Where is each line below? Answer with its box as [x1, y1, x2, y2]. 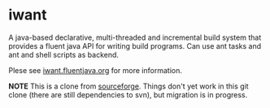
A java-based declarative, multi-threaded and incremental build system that [8, 32, 262, 42]
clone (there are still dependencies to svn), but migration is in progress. [8, 89, 248, 99]
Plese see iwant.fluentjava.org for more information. [8, 65, 183, 75]
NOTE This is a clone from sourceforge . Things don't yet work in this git [8, 81, 250, 91]
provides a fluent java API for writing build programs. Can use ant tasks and [8, 41, 262, 50]
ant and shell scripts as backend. [8, 50, 120, 59]
